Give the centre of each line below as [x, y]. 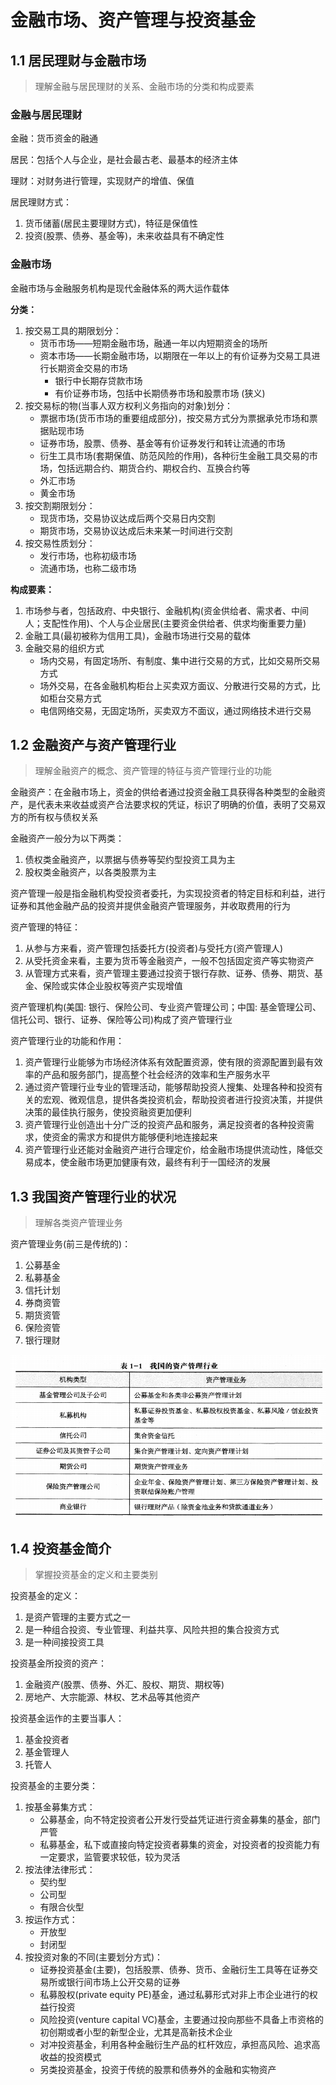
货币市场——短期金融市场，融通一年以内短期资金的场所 [153, 343]
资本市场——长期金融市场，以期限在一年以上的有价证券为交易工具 [175, 355]
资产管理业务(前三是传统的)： [71, 1244]
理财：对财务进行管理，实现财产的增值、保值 [102, 181]
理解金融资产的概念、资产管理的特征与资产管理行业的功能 [153, 771]
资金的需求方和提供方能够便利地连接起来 [134, 1137]
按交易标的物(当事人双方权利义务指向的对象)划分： [129, 405]
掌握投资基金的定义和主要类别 [96, 1575]
